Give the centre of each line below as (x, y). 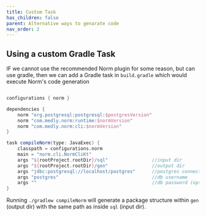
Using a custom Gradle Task (61, 54)
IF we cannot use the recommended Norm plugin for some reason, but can (101, 69)
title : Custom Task (31, 12)
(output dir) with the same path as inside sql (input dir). (76, 207)
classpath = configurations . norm (60, 149)
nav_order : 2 (23, 29)
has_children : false (33, 18)
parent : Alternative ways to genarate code (63, 23)
